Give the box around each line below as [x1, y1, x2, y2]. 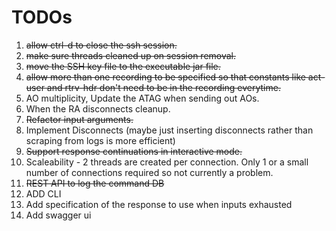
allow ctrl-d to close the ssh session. [25, 39, 178, 51]
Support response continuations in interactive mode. [25, 145, 243, 157]
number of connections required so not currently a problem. [25, 166, 274, 178]
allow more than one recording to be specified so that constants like [25, 71, 306, 83]
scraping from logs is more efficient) [25, 134, 176, 146]
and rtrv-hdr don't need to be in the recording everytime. [46, 81, 281, 93]
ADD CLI [25, 187, 62, 200]
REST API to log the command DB [25, 177, 165, 189]
